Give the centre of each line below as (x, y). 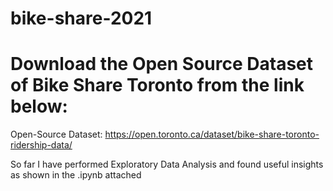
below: (39, 106)
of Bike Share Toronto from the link (157, 85)
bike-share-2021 (81, 18)
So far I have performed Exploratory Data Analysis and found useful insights (167, 164)
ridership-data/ (41, 145)
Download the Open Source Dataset (162, 64)
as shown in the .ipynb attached (76, 175)
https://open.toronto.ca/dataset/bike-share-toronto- (212, 134)
